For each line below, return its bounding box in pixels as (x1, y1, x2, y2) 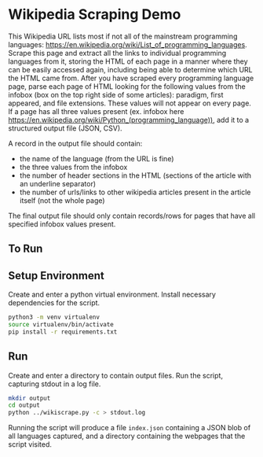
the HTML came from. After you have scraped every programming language (8, 73, 254, 83)
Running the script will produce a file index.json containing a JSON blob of (8, 423, 251, 433)
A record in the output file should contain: (8, 138, 143, 148)
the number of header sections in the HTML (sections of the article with (19, 171, 252, 180)
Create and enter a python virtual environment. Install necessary (8, 289, 216, 300)
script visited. (8, 440, 53, 449)
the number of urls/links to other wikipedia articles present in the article (19, 187, 251, 197)
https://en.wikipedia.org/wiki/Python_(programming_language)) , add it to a (8, 115, 250, 124)
